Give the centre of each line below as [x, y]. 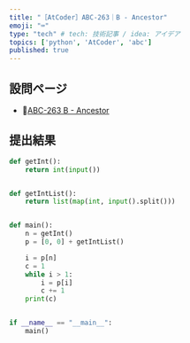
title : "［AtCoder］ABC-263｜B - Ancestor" [88, 17]
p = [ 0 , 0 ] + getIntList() [75, 242]
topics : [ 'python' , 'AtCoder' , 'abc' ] [80, 42]
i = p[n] [41, 258]
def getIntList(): [43, 193]
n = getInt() [49, 234]
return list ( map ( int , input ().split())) [100, 202]
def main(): [31, 226]
